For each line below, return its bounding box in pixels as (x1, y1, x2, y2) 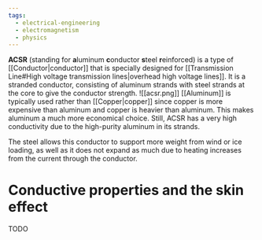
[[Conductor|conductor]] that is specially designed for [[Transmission (8, 64, 234, 73)
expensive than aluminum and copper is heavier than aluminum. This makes (8, 105, 254, 115)
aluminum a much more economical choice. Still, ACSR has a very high (8, 113, 238, 123)
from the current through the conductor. (8, 154, 138, 164)
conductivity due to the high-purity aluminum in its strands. (8, 122, 201, 131)
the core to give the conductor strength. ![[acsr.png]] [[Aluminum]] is (8, 88, 231, 98)
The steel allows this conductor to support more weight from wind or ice (8, 137, 242, 146)
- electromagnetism (15, 26, 79, 34)
